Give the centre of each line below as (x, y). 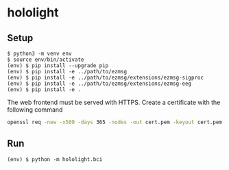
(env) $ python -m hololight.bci (55, 159)
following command (35, 110)
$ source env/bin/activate (46, 60)
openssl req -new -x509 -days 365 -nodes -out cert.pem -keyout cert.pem (115, 122)
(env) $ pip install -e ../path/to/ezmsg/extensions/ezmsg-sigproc (106, 77)
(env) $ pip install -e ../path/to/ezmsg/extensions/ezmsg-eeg (99, 84)
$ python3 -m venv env (39, 53)
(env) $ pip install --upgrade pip (58, 66)
